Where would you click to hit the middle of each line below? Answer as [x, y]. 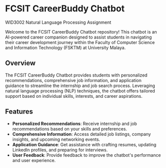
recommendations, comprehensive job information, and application [73, 80]
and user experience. [34, 160]
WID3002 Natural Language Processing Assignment [58, 22]
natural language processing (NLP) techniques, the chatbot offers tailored [80, 91]
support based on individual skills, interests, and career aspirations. [74, 96]
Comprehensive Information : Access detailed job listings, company [82, 134]
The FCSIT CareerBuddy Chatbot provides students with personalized [76, 75]
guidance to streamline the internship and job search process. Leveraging [80, 85]
